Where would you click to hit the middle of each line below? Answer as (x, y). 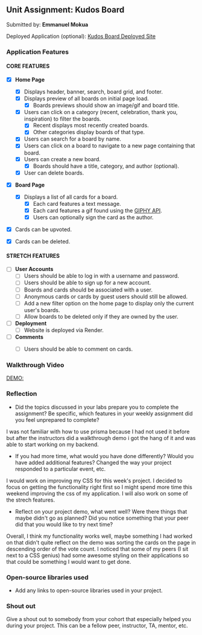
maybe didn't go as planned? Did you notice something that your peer (102, 518)
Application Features (38, 52)
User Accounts (34, 269)
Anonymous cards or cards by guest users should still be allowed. (106, 296)
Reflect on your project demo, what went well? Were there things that (101, 511)
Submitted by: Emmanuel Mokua (47, 24)
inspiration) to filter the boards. (62, 119)
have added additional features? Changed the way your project (93, 462)
